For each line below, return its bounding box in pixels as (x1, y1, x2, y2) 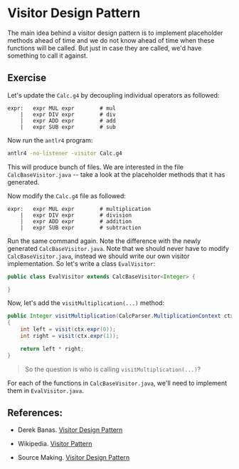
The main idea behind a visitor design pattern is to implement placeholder (7, 29, 223, 37)
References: (7, 407, 63, 419)
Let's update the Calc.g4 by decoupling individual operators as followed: (7, 91, 220, 99)
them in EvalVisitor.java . (7, 386, 84, 395)
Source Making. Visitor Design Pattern (17, 453, 130, 462)
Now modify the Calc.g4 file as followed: (7, 191, 127, 200)
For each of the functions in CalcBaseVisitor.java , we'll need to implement (7, 378, 228, 387)
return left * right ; (20, 345, 84, 352)
